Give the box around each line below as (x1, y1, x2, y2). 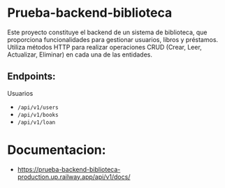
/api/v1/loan (17, 119, 56, 126)
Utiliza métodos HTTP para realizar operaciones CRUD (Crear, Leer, (7, 43, 203, 51)
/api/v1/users (17, 103, 59, 111)
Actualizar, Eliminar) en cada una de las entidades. (7, 50, 152, 59)
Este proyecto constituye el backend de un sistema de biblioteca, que (7, 28, 208, 36)
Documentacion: (7, 142, 106, 158)
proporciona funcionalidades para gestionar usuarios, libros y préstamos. (7, 35, 219, 43)
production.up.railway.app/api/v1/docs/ (17, 173, 131, 181)
